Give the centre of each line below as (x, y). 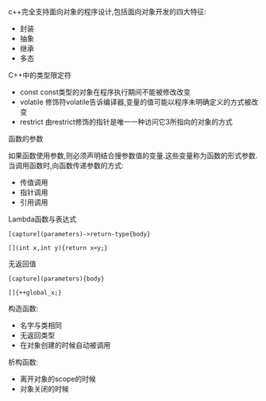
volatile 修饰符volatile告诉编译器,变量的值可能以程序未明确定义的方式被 (135, 102)
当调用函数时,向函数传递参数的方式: (66, 166)
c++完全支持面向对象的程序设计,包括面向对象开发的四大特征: (107, 12)
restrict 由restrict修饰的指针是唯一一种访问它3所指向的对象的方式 (126, 122)
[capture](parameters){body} (56, 279)
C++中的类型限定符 (40, 75)
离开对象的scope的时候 (58, 379)
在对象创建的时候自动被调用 (65, 345)
